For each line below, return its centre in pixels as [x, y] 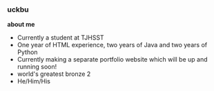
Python [27, 52]
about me [21, 25]
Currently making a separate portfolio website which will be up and [113, 60]
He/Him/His [33, 81]
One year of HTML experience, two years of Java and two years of [112, 45]
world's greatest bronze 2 [54, 74]
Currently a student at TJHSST [61, 38]
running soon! [37, 67]
